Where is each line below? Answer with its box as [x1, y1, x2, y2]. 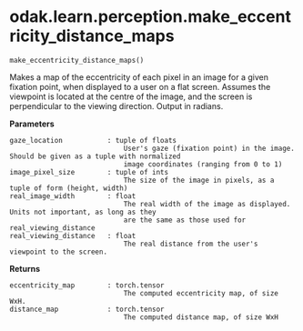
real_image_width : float [9, 191, 136, 201]
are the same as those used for [123, 216, 247, 225]
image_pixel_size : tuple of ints [9, 167, 169, 176]
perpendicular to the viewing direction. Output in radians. [9, 100, 224, 111]
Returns [9, 263, 41, 274]
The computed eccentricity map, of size [123, 288, 279, 297]
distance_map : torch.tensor [9, 305, 166, 314]
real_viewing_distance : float [9, 231, 136, 240]
